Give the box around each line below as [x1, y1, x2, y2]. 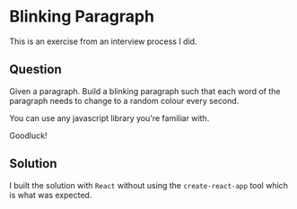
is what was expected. [9, 189, 92, 200]
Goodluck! [9, 130, 48, 141]
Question [9, 62, 62, 77]
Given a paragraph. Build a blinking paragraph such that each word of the [9, 85, 281, 96]
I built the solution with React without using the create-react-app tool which [9, 179, 289, 190]
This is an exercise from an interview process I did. [9, 36, 197, 47]
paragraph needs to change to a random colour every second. [9, 95, 240, 106]
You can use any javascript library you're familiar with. [9, 112, 210, 123]
